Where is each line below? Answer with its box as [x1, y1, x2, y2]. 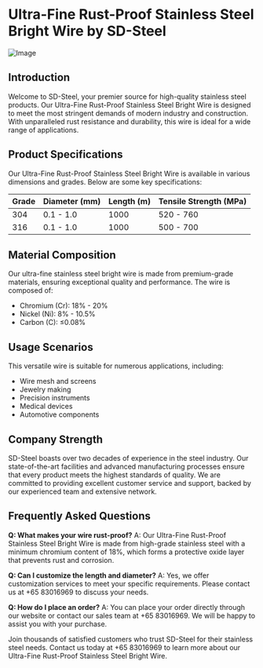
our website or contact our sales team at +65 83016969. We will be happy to [8, 611, 256, 620]
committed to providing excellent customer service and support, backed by [8, 479, 251, 487]
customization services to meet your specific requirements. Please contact [8, 579, 250, 588]
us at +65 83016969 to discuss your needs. [8, 587, 149, 597]
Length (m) [108, 195, 152, 206]
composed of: [8, 286, 53, 295]
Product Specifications [8, 148, 123, 162]
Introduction [8, 71, 71, 84]
